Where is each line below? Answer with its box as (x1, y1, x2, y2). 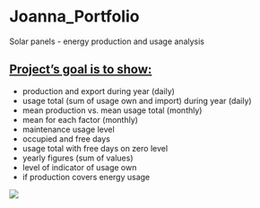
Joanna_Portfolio (9, 6, 140, 27)
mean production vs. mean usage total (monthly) (22, 105, 203, 116)
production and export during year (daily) (22, 85, 175, 96)
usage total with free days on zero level (22, 143, 169, 153)
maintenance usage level (22, 124, 115, 134)
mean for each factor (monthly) (22, 114, 139, 125)
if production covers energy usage (22, 171, 151, 182)
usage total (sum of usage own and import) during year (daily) (22, 95, 253, 106)
